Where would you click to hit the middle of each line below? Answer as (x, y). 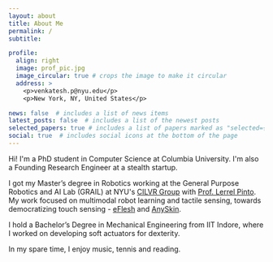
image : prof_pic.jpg (50, 69)
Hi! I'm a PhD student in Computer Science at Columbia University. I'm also (134, 158)
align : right (38, 61)
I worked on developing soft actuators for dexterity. (94, 233)
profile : (23, 54)
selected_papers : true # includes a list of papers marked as (116, 128)
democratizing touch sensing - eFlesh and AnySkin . (95, 208)
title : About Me (36, 24)
